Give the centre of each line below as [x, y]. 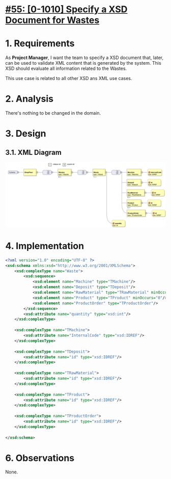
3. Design [26, 134]
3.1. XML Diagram [34, 152]
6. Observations [40, 458]
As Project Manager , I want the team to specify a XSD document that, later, [84, 58]
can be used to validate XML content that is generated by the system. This [83, 63]
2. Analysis [30, 99]
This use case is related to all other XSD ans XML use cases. [69, 78]
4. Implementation [45, 246]
